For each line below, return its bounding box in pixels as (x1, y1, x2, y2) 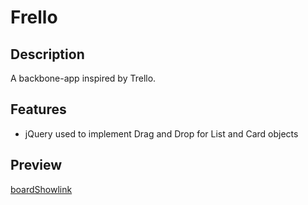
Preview (10, 157, 63, 174)
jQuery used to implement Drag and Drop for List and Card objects (24, 127, 299, 140)
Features (10, 101, 67, 118)
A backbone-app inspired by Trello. (10, 72, 157, 84)
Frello (10, 6, 58, 29)
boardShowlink (10, 183, 73, 195)
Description (10, 46, 85, 63)
